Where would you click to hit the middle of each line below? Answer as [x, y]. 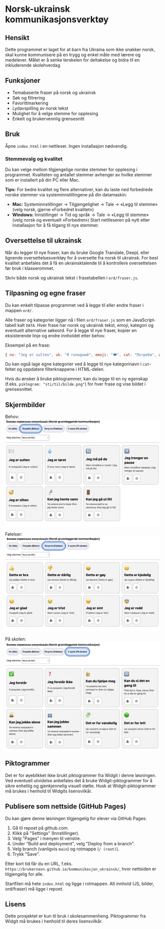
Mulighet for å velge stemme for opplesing [55, 113]
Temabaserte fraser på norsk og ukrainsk [54, 93]
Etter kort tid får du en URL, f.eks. [39, 864]
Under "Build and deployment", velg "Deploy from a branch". [73, 843]
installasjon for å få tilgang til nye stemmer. [55, 225]
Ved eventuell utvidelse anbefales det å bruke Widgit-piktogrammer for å [79, 780]
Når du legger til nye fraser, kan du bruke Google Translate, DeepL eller [77, 253]
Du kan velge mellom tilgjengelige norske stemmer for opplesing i [71, 169]
